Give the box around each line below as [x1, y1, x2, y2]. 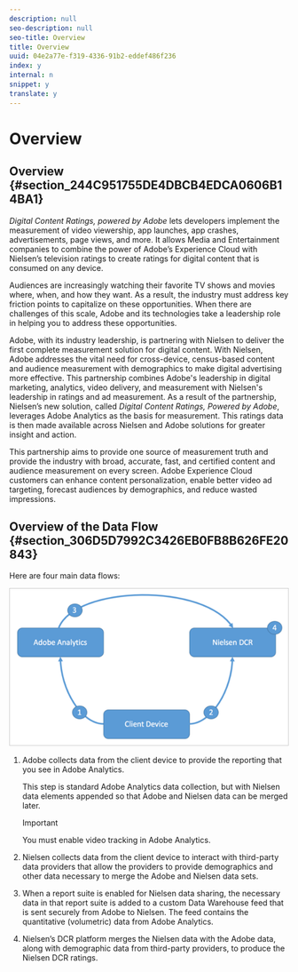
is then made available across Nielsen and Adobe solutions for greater [9, 419, 266, 430]
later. [21, 800, 42, 810]
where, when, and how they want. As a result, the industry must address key [9, 289, 289, 299]
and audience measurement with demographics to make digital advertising [9, 363, 282, 373]
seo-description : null [9, 23, 93, 33]
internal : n [9, 71, 53, 80]
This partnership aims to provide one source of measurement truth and [9, 446, 269, 457]
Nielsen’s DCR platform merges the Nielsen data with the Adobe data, [21, 933, 277, 944]
